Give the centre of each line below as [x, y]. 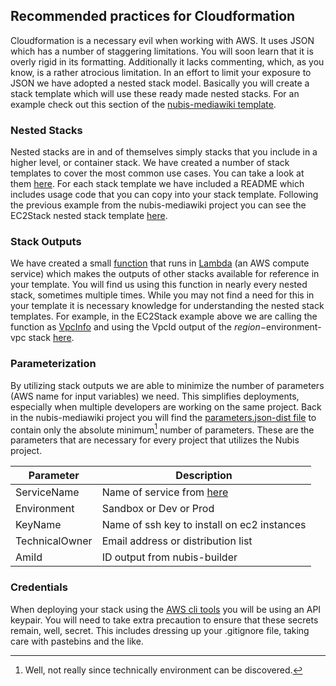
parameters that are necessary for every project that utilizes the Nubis [155, 440]
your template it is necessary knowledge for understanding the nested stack [167, 306]
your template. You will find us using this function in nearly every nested [159, 285]
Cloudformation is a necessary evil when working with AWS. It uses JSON [162, 40]
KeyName [38, 525]
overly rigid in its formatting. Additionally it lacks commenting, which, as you [167, 61]
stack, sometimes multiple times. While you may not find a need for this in [162, 295]
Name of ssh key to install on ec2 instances [204, 525]
